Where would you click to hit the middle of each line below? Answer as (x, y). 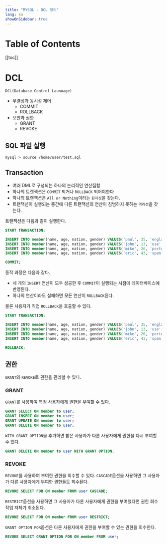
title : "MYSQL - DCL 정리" (32, 10)
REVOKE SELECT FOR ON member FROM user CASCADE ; (56, 491)
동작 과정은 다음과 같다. (28, 272)
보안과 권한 (23, 118)
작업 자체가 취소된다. (25, 508)
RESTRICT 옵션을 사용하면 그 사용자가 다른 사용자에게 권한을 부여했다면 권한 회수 (82, 502)
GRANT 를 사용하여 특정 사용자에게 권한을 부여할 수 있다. (58, 402)
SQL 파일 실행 (25, 145)
